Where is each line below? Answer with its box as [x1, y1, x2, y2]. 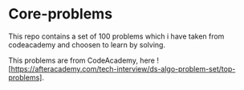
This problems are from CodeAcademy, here [8, 55, 155, 65]
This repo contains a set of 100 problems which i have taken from [8, 31, 225, 41]
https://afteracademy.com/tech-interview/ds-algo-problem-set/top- [10, 63, 236, 73]
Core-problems [8, 5, 113, 23]
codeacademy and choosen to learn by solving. [8, 39, 166, 49]
